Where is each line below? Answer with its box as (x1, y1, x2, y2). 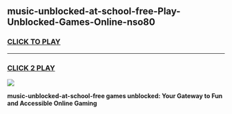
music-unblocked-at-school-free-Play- (7, 6, 181, 17)
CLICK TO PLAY (7, 37, 61, 47)
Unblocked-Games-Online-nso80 (7, 17, 155, 28)
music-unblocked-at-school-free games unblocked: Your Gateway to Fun (7, 91, 223, 99)
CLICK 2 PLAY (7, 63, 55, 73)
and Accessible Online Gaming (7, 99, 97, 107)
